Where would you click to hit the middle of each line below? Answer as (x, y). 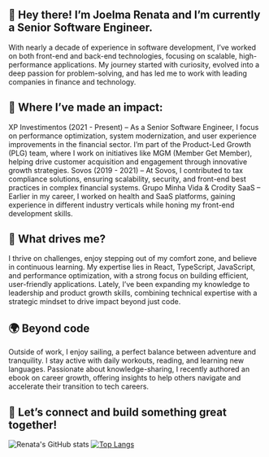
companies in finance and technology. (72, 81)
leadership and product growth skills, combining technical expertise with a (133, 293)
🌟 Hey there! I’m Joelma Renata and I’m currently (134, 15)
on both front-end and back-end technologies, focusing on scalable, (123, 56)
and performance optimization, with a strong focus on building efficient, (129, 276)
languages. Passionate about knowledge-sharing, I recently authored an (129, 369)
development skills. (41, 213)
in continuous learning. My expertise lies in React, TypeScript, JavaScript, (132, 267)
